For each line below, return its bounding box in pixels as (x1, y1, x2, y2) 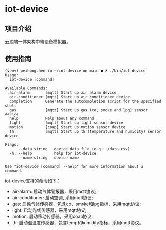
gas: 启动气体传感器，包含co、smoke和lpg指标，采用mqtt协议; (12, 201, 141, 207)
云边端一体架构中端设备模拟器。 (5, 39, 71, 44)
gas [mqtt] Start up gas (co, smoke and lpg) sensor (9, 107, 148, 113)
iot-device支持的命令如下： (5, 178, 61, 184)
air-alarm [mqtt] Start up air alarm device (9, 90, 117, 95)
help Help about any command (9, 116, 94, 121)
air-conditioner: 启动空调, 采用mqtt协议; (12, 194, 93, 200)
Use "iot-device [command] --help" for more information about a (5, 164, 143, 169)
